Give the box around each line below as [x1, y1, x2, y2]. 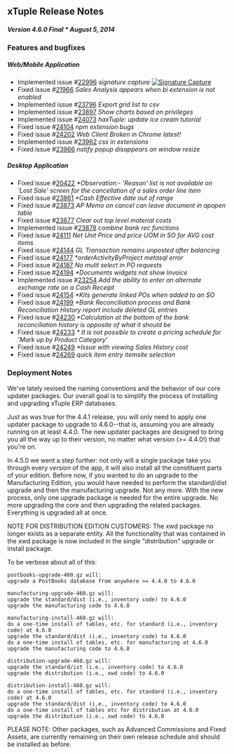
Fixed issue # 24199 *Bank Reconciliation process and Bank [17, 298, 191, 307]
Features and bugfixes [7, 43, 85, 53]
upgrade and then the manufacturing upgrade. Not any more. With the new [7, 486, 223, 494]
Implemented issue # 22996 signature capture [17, 78, 151, 86]
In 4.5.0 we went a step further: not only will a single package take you [7, 456, 212, 464]
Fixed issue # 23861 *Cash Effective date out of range [17, 194, 174, 202]
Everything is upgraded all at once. [7, 508, 109, 517]
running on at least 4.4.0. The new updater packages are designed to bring [7, 428, 224, 436]
